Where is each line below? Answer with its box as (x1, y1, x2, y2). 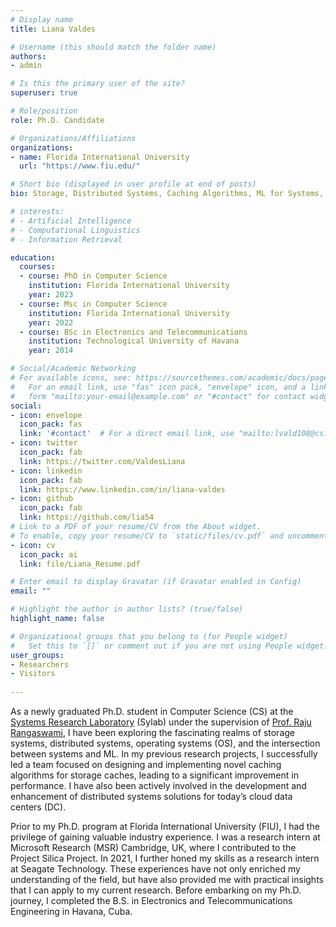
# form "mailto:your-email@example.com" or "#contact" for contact (10, 391, 307, 401)
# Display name (10, 14, 74, 25)
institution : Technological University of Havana (28, 336, 240, 346)
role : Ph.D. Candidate (10, 115, 105, 125)
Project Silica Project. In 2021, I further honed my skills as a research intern (10, 852, 320, 864)
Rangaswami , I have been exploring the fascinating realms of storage (10, 727, 295, 738)
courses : (19, 262, 56, 272)
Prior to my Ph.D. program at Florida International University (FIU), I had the (10, 821, 320, 832)
